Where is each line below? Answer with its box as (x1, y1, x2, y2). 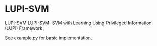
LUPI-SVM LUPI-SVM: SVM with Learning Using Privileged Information (5, 20, 152, 26)
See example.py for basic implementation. (5, 35, 92, 41)
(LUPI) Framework (5, 25, 43, 31)
